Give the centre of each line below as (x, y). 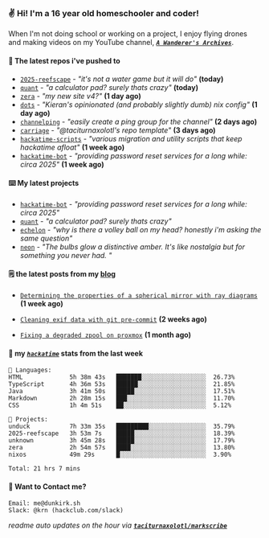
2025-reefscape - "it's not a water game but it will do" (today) (122, 79)
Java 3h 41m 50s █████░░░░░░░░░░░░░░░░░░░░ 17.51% (122, 392)
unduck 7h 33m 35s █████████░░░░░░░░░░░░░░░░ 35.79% (122, 427)
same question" (46, 238)
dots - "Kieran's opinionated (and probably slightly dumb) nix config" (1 (139, 105)
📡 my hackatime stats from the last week (75, 353)
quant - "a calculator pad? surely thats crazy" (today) (109, 87)
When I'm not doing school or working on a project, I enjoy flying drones (128, 34)
